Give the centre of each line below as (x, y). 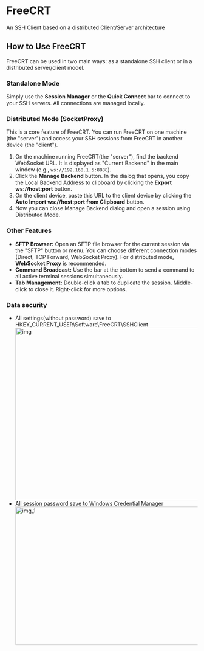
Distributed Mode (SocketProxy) (55, 119)
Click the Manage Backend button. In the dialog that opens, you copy (102, 176)
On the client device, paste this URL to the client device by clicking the (103, 196)
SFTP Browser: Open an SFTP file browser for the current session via (102, 244)
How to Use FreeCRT (46, 46)
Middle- (183, 283)
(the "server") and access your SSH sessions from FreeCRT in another (94, 139)
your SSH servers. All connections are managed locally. (76, 103)
